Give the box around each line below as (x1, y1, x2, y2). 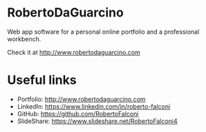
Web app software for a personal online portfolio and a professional (7, 27, 200, 36)
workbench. (7, 34, 41, 43)
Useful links (7, 72, 77, 88)
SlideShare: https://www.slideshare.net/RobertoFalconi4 (17, 117, 178, 125)
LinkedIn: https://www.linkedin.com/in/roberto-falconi (17, 102, 171, 111)
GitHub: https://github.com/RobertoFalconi (17, 109, 139, 118)
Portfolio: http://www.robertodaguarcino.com (17, 95, 147, 103)
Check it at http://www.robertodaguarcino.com (7, 48, 140, 56)
